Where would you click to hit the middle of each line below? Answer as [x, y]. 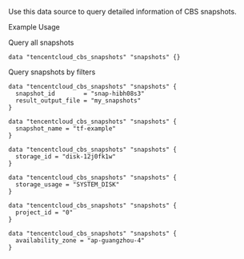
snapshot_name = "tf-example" [66, 129]
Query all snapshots [41, 42]
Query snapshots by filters [52, 72]
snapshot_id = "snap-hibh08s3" [80, 94]
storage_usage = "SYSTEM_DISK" [68, 185]
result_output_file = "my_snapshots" [78, 101]
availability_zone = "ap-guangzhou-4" [80, 241]
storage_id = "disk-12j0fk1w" [66, 157]
